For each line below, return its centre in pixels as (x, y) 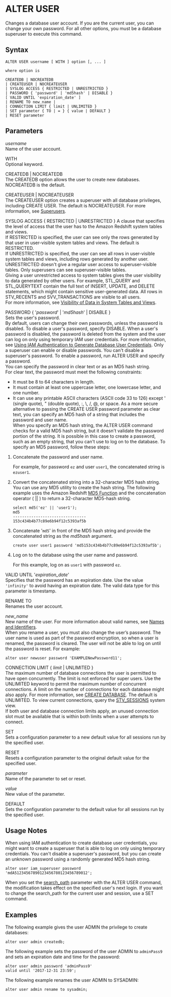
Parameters (24, 131)
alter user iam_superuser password (43, 869)
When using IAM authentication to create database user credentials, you (81, 843)
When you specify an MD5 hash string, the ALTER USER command (83, 425)
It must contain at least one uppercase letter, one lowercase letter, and (87, 387)
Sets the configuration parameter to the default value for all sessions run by (85, 809)
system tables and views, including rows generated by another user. (77, 259)
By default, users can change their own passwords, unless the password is (84, 323)
